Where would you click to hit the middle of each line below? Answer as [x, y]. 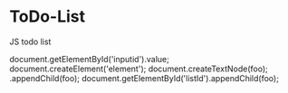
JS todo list [30, 42]
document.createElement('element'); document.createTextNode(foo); [139, 69]
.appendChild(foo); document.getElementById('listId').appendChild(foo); [144, 78]
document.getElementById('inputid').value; [89, 59]
